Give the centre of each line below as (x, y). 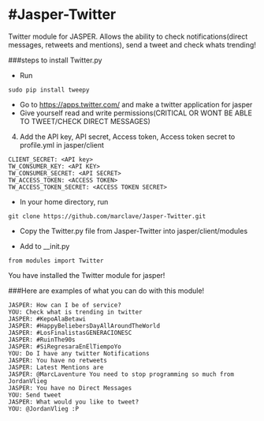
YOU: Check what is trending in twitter (76, 312)
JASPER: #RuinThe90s (42, 340)
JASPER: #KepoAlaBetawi (47, 319)
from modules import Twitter (56, 261)
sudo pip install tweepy (49, 90)
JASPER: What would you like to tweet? (74, 402)
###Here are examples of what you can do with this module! (106, 291)
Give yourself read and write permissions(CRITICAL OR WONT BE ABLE (136, 113)
